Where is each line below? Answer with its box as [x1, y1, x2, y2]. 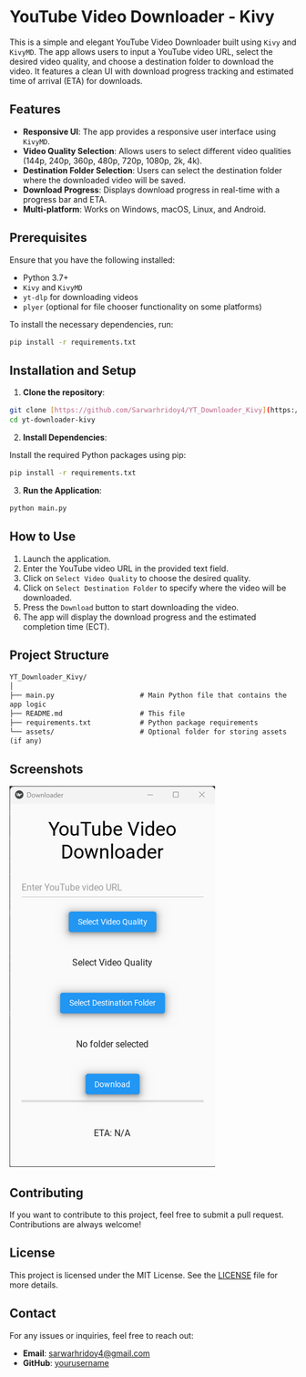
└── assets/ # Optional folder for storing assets [9, 727, 287, 736]
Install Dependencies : [22, 432, 107, 443]
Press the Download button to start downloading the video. [22, 601, 240, 612]
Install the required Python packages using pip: [9, 450, 187, 460]
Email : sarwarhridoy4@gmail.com [22, 1348, 150, 1359]
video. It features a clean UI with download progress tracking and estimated [9, 66, 294, 77]
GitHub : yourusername [22, 1357, 109, 1368]
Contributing [9, 1184, 84, 1201]
